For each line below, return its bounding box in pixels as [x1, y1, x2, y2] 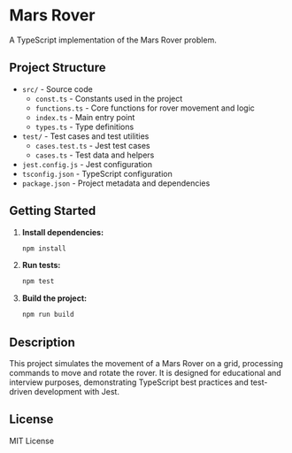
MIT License [9, 435, 55, 446]
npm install [21, 244, 66, 253]
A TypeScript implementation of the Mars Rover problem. [9, 35, 217, 45]
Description [9, 334, 75, 349]
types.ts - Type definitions [35, 121, 134, 132]
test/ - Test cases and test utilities [21, 130, 150, 142]
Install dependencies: [21, 226, 104, 237]
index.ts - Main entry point [35, 111, 135, 122]
